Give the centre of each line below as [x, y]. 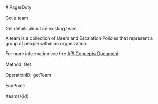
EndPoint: [15, 86]
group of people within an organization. [46, 44]
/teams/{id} [17, 96]
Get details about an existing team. [42, 29]
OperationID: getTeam [28, 75]
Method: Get [18, 64]
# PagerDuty [19, 7]
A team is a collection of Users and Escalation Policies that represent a [79, 38]
